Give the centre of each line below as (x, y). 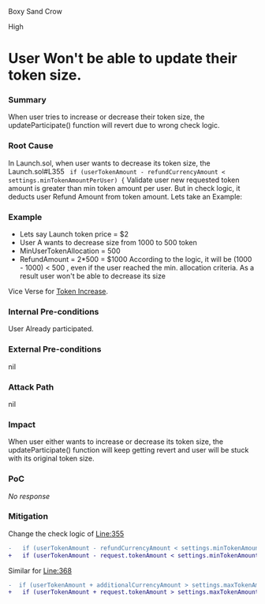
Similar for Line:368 (40, 570)
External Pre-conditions (55, 349)
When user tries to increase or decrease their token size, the (106, 117)
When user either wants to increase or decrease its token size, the (116, 442)
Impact (22, 424)
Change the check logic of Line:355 (66, 533)
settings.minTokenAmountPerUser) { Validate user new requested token (124, 180)
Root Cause (31, 146)
